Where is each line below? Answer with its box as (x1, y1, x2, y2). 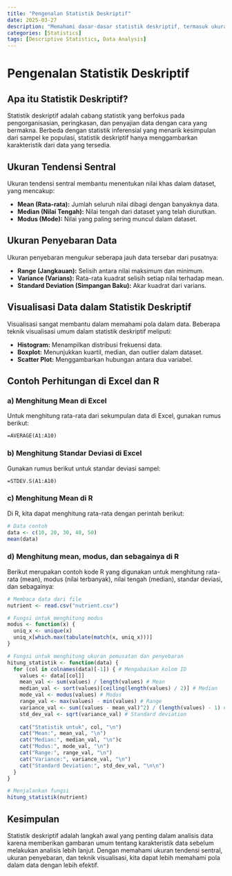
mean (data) (7, 536, 39, 542)
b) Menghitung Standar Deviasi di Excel (7, 448, 142, 458)
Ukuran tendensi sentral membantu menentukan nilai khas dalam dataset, (7, 179, 216, 188)
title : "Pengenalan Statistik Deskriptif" (7, 10, 131, 17)
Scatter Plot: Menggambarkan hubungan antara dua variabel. (17, 355, 193, 363)
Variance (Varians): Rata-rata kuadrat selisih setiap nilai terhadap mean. (17, 274, 224, 282)
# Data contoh (7, 522, 48, 529)
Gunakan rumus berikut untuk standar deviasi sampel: (7, 464, 161, 473)
